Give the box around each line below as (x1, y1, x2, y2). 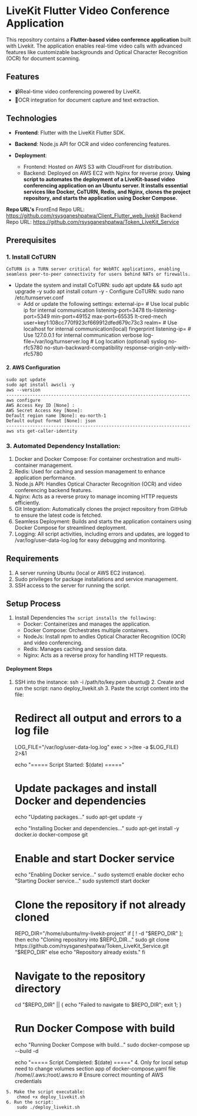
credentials (14, 1078, 42, 1085)
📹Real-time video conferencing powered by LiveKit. (14, 88, 141, 95)
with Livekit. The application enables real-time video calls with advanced (6, 42, 182, 49)
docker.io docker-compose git (14, 831, 88, 838)
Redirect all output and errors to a (14, 711, 182, 724)
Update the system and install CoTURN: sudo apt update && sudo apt (14, 282, 182, 289)
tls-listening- (146, 307, 178, 314)
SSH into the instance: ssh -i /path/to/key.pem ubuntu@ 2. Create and (14, 678, 185, 686)
